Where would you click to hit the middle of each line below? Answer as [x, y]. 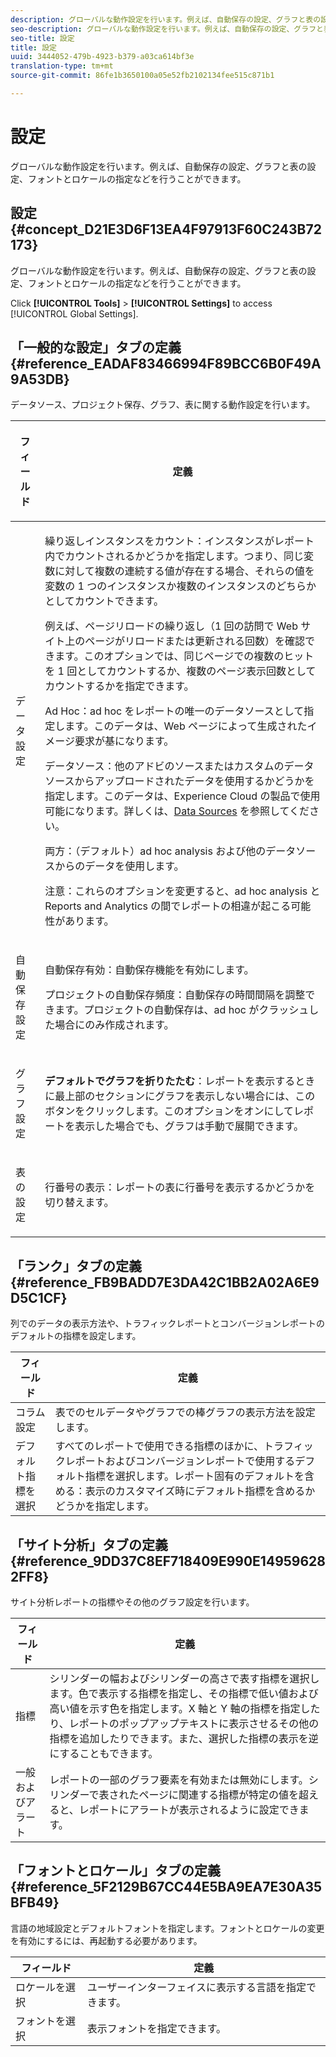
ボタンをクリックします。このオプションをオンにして [169, 1111]
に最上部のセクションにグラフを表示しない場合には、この [180, 1096]
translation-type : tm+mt [62, 66]
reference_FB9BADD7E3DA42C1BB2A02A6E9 [172, 1282]
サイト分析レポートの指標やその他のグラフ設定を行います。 [132, 1602]
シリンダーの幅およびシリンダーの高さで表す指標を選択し [184, 1679]
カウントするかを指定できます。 [119, 686]
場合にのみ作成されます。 [114, 1025]
